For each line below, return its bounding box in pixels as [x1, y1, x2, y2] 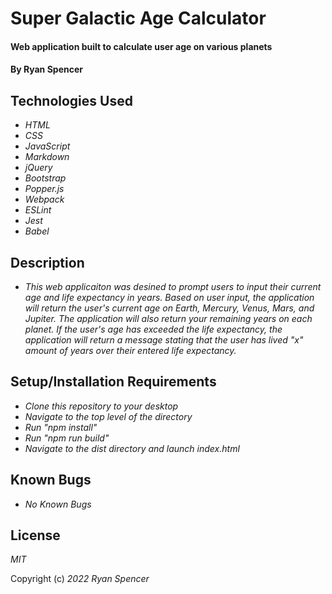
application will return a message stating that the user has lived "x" [24, 334, 304, 346]
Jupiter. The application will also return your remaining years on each [24, 313, 313, 324]
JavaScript [24, 140, 71, 152]
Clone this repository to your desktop [24, 400, 179, 412]
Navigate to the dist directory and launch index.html [24, 442, 240, 454]
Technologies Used [10, 92, 133, 109]
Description [10, 254, 85, 271]
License [10, 527, 61, 544]
